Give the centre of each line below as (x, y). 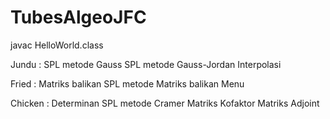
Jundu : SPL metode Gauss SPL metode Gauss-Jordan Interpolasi (146, 64)
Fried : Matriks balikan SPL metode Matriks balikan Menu (127, 83)
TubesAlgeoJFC (78, 17)
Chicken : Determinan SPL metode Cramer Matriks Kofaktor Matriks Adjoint (165, 103)
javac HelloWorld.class (57, 45)
